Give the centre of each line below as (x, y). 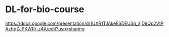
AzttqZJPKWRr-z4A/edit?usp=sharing (45, 28)
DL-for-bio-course (45, 9)
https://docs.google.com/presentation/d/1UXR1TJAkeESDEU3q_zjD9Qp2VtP (85, 23)
